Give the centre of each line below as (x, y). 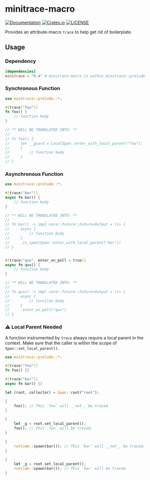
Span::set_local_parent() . (32, 348)
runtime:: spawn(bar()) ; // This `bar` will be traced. (71, 469)
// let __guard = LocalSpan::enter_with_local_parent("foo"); (74, 143)
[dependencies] (21, 71)
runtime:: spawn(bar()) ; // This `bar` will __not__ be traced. (80, 446)
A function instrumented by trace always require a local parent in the (74, 337)
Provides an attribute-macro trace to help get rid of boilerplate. (69, 32)
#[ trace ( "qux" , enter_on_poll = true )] (46, 260)
